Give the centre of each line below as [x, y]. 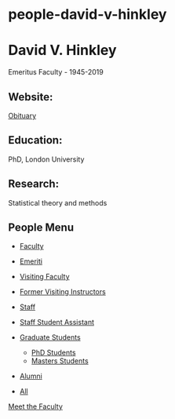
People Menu [41, 227]
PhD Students [53, 353]
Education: [35, 140]
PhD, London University [46, 159]
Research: [34, 184]
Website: [31, 97]
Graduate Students [50, 337]
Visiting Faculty [44, 277]
